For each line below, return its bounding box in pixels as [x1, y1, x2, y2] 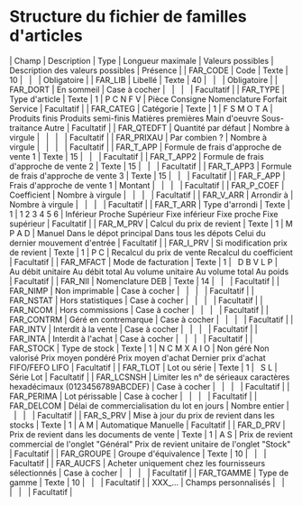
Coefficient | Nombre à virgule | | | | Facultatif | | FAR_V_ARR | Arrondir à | [9, 189, 294, 200]
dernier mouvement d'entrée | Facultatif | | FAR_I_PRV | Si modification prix [9, 237, 288, 248]
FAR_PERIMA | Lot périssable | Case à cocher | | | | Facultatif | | [9, 391, 258, 401]
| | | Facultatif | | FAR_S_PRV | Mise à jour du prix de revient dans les [13, 409, 275, 420]
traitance [9, 122, 43, 133]
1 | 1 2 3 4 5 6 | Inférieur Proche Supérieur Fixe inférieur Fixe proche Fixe [9, 208, 279, 219]
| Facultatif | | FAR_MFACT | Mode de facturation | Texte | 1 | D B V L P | [9, 256, 278, 267]
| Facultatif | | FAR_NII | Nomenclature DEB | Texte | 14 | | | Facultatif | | [9, 275, 279, 286]
